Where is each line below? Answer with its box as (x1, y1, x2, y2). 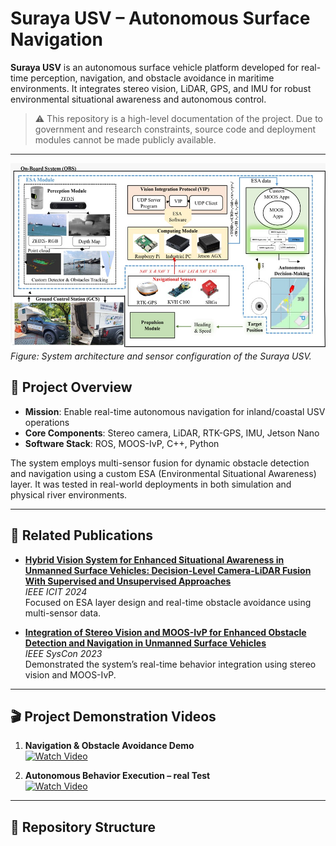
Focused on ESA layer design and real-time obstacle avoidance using (24, 596, 312, 608)
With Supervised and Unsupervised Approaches (24, 575, 232, 587)
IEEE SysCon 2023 (24, 647, 103, 659)
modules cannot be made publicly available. (34, 133, 217, 146)
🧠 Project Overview (10, 379, 133, 396)
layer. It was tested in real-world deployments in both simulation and (10, 478, 292, 490)
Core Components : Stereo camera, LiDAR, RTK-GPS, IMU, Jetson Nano (24, 427, 320, 439)
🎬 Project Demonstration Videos (10, 708, 217, 725)
